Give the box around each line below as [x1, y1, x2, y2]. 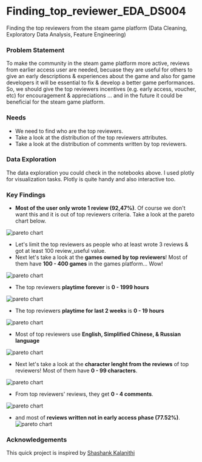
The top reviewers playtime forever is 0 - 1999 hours [15, 284, 150, 291]
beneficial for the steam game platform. [6, 98, 105, 105]
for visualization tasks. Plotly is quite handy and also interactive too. [6, 175, 176, 182]
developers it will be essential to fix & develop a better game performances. [6, 79, 195, 86]
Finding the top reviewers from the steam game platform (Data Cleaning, [6, 24, 187, 32]
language [15, 337, 40, 344]
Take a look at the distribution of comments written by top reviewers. [15, 140, 187, 147]
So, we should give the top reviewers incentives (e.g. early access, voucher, [6, 85, 197, 93]
